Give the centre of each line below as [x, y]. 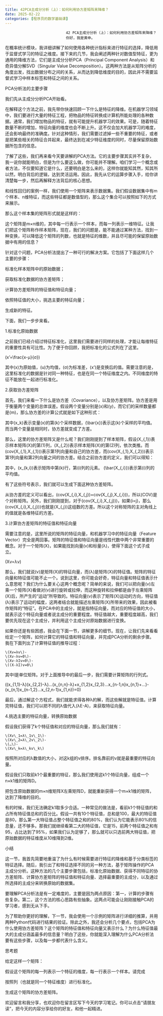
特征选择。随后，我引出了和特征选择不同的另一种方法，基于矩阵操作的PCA [80, 865]
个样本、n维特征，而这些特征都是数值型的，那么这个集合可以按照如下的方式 [81, 197]
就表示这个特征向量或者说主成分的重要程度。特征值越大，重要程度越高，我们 [81, 614]
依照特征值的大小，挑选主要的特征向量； [45, 300]
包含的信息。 [26, 146]
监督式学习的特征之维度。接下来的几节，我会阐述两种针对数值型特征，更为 [83, 54]
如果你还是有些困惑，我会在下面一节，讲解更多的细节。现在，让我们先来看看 [81, 631]
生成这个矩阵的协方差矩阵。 [33, 992]
